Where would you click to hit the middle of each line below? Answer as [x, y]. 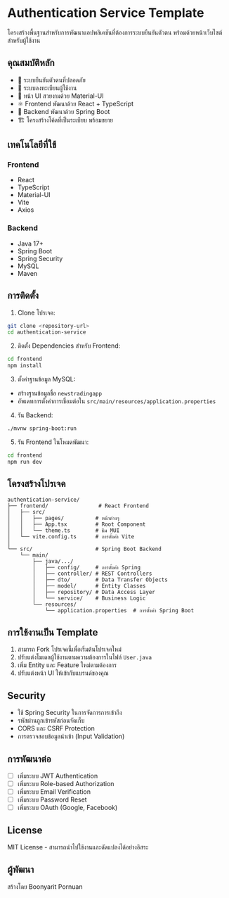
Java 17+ [30, 244]
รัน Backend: [35, 415]
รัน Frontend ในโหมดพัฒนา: [53, 442]
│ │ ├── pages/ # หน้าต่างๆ [63, 519]
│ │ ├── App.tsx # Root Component [77, 525]
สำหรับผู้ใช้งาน [24, 40]
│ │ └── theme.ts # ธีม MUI [64, 531]
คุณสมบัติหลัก [31, 63]
